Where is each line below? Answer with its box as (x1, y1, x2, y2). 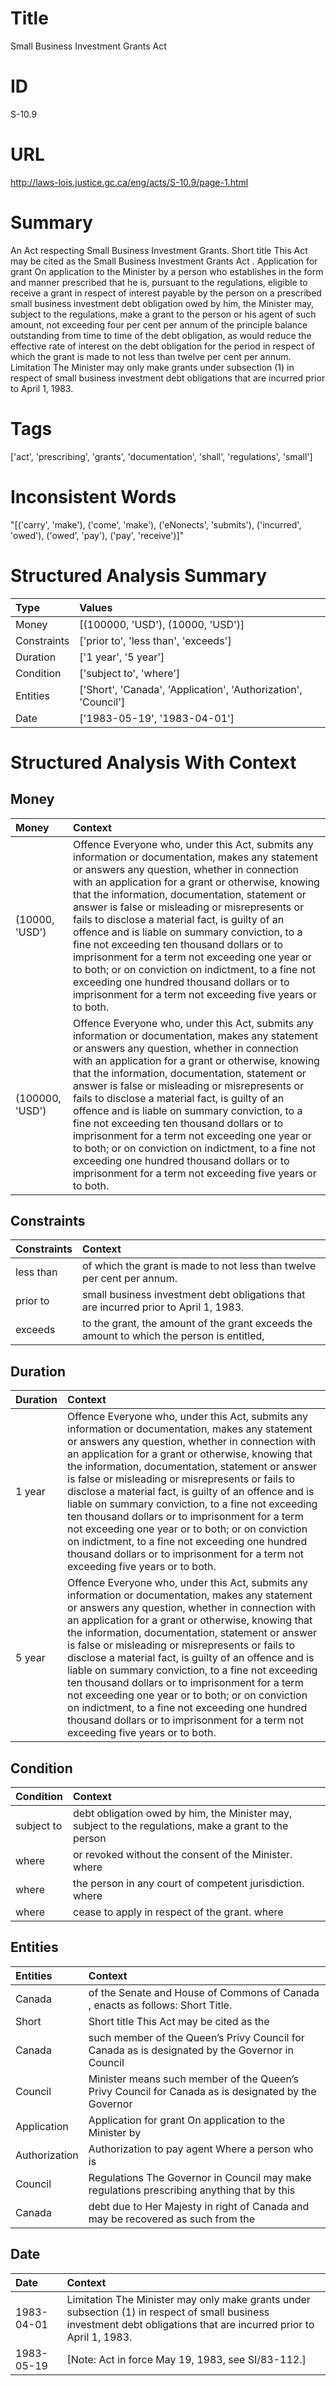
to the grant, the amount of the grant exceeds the (82, 1317, 313, 1331)
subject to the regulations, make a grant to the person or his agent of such (10, 308, 317, 320)
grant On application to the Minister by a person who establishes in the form (10, 265, 324, 277)
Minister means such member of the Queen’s (88, 2072, 299, 2086)
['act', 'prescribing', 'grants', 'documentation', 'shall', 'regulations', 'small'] (10, 450, 313, 462)
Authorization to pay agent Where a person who (88, 2142, 314, 2156)
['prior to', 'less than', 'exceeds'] (79, 633, 232, 647)
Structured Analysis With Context (10, 751, 297, 774)
